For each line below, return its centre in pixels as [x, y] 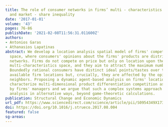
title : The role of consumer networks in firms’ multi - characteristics [84, 10]
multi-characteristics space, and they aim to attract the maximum [81, 65]
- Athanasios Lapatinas [30, 47]
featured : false [22, 112]
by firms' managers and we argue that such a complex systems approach [86, 89]
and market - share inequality [42, 14]
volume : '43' [19, 24]
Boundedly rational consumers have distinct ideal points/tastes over [85, 70]
